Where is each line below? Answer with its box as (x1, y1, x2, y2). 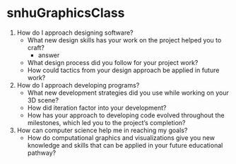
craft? (27, 43, 45, 52)
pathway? (27, 148, 57, 157)
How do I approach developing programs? (16, 81, 140, 89)
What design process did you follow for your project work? (27, 58, 199, 66)
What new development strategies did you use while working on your (27, 88, 229, 97)
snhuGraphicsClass (6, 5, 125, 21)
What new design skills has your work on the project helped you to (27, 35, 222, 44)
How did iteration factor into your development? (27, 103, 167, 112)
